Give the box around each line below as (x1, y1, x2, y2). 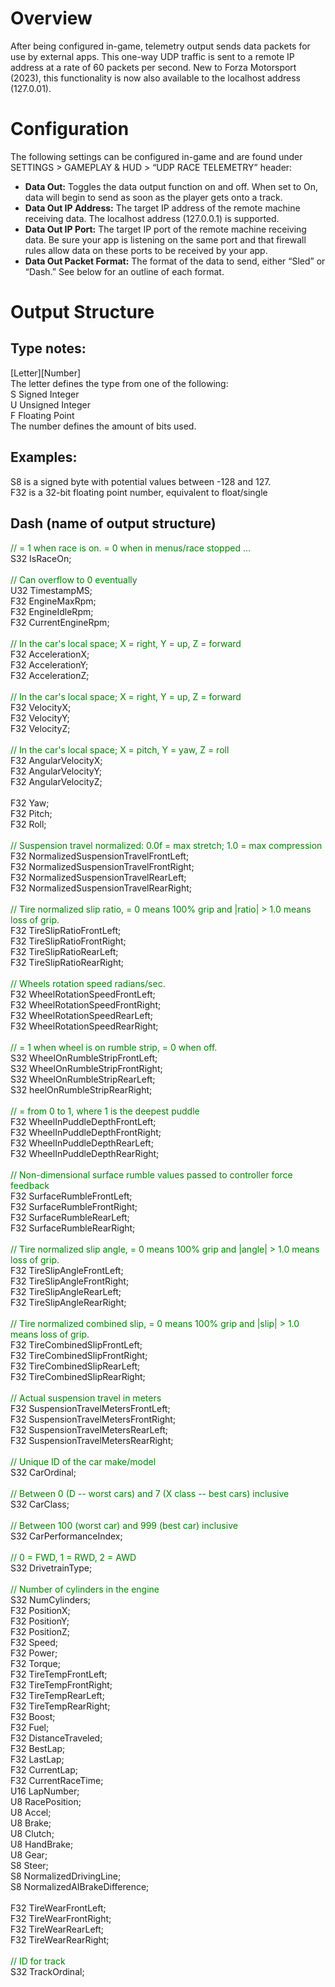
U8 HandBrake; (10, 1838, 74, 1850)
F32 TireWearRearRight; (10, 1933, 110, 1946)
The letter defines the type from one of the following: (10, 377, 229, 389)
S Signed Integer (10, 388, 80, 400)
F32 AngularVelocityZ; (10, 775, 103, 787)
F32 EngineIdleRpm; (10, 605, 94, 617)
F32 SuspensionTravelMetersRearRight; (10, 1434, 174, 1446)
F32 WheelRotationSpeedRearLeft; (10, 1009, 154, 1021)
